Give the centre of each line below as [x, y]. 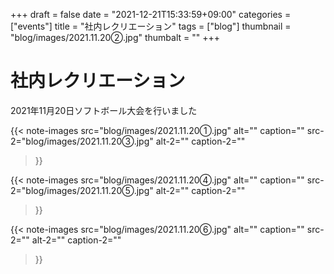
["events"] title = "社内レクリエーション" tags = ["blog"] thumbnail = [151, 26]
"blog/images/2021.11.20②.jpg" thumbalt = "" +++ [115, 37]
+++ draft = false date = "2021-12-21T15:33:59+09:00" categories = [151, 14]
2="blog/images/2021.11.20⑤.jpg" [82, 190]
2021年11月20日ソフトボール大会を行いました [104, 110]
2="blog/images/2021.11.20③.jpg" [82, 141]
